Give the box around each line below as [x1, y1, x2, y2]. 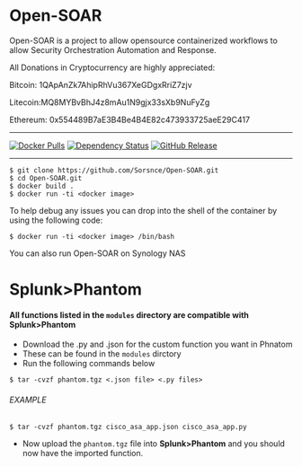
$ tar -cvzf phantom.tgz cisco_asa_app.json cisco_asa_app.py [9, 422, 247, 431]
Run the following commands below [22, 358, 155, 369]
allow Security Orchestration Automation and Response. [9, 44, 218, 55]
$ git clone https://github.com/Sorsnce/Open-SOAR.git [9, 165, 219, 175]
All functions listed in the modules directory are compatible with [9, 309, 250, 320]
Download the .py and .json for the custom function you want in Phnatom [22, 339, 293, 350]
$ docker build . [9, 181, 75, 190]
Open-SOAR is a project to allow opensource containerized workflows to [9, 35, 279, 46]
